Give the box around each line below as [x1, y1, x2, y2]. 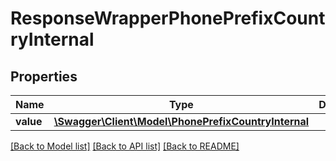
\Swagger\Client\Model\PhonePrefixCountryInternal [53, 115, 310, 128]
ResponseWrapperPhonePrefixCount [10, 7, 326, 30]
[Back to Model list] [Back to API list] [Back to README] [10, 140, 240, 152]
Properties [10, 68, 78, 85]
